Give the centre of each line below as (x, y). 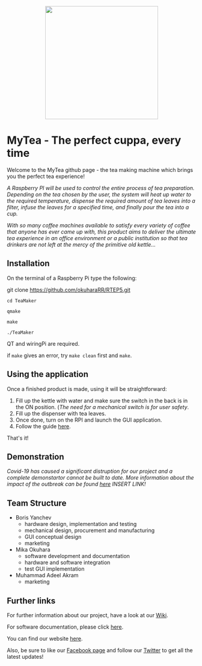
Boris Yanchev (33, 518)
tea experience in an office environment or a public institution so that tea (97, 238)
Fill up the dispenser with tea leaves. (61, 413)
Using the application (48, 374)
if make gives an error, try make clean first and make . (69, 355)
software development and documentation (77, 556)
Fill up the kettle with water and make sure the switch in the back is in (102, 401)
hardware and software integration (67, 563)
